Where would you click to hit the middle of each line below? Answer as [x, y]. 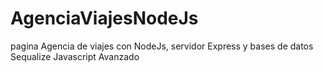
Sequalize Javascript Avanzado [75, 56]
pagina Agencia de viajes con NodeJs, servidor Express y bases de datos [162, 46]
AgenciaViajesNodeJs [104, 18]
